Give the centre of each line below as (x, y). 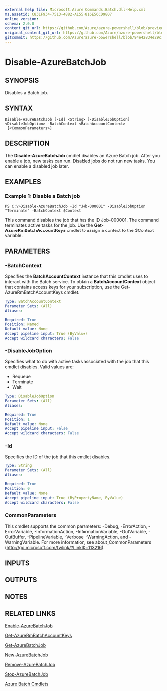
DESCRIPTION (27, 144)
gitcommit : (16, 38)
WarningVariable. (23, 542)
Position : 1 (17, 419)
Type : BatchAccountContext (33, 301)
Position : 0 (17, 488)
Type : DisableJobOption (30, 396)
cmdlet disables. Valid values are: (39, 367)
